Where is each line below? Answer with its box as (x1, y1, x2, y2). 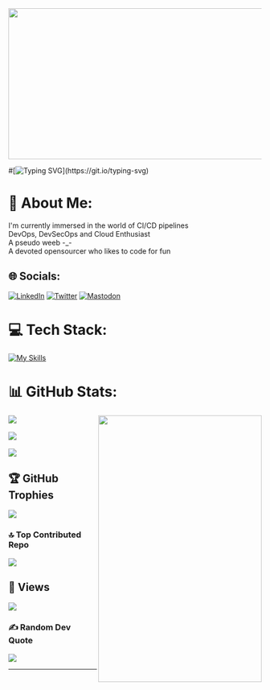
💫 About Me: (8, 194, 93, 213)
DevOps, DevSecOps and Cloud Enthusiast (8, 229, 150, 238)
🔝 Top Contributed (8, 529, 82, 540)
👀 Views (8, 581, 50, 594)
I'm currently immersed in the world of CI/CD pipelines (8, 221, 189, 230)
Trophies (8, 489, 55, 502)
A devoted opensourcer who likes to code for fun (8, 246, 171, 256)
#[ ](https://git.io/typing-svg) (8, 166, 149, 176)
